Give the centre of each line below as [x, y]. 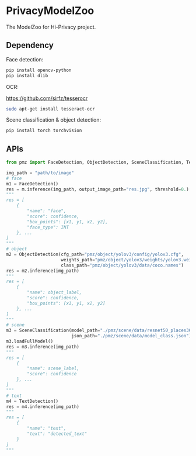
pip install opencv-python [39, 70]
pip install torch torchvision [44, 131]
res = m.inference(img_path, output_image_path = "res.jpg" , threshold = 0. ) [98, 189]
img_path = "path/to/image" [40, 173]
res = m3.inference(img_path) [43, 347]
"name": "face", [47, 211]
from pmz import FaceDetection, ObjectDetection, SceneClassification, [95, 163]
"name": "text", [47, 429]
